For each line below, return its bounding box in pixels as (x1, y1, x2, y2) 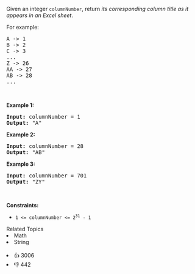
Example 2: (6, 131, 35, 138)
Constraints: (6, 202, 39, 209)
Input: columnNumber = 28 (6, 143, 84, 149)
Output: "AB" (6, 149, 46, 155)
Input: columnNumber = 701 (6, 172, 87, 179)
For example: (6, 24, 40, 31)
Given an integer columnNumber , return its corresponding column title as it (6, 6, 189, 12)
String (14, 239, 29, 245)
